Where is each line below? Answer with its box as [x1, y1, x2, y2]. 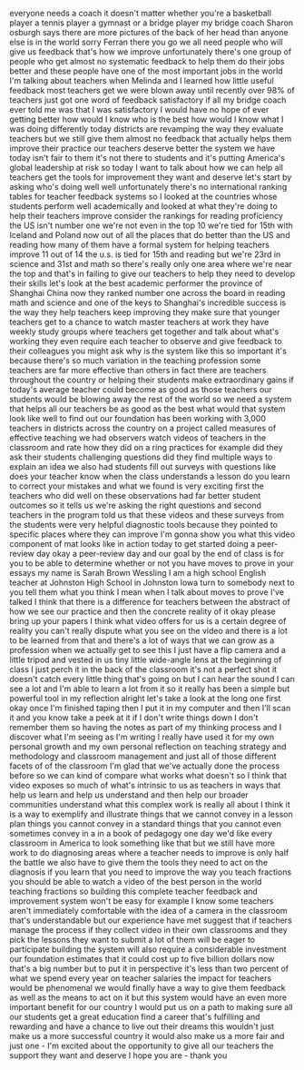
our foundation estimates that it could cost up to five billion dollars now [9, 954, 275, 964]
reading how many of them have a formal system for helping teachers [9, 240, 270, 250]
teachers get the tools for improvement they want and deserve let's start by [9, 172, 292, 183]
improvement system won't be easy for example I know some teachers [9, 896, 274, 907]
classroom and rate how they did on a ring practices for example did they [9, 442, 283, 452]
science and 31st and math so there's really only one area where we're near [9, 259, 292, 269]
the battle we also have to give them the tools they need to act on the [9, 857, 269, 867]
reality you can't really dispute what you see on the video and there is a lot [9, 626, 288, 636]
